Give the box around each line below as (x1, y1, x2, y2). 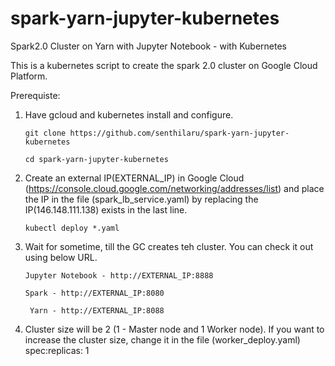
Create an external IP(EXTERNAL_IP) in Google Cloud (24, 172, 245, 184)
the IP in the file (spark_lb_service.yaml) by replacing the (24, 193, 259, 205)
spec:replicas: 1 (24, 344, 90, 356)
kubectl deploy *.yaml (24, 223, 120, 233)
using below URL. (24, 251, 98, 263)
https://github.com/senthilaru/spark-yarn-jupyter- (69, 128, 290, 138)
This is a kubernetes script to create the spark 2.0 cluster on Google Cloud (10, 59, 318, 71)
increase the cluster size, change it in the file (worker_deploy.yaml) (24, 333, 301, 346)
